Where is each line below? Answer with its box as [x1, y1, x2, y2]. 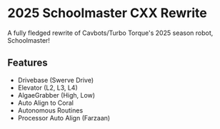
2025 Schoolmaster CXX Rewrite [7, 5, 207, 21]
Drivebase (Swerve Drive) [17, 76, 94, 84]
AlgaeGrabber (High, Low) [17, 91, 95, 99]
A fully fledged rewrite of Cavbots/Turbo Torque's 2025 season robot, [7, 29, 214, 37]
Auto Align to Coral [17, 98, 74, 107]
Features [7, 57, 48, 69]
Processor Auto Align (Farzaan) [17, 113, 111, 122]
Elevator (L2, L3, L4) [17, 83, 79, 92]
